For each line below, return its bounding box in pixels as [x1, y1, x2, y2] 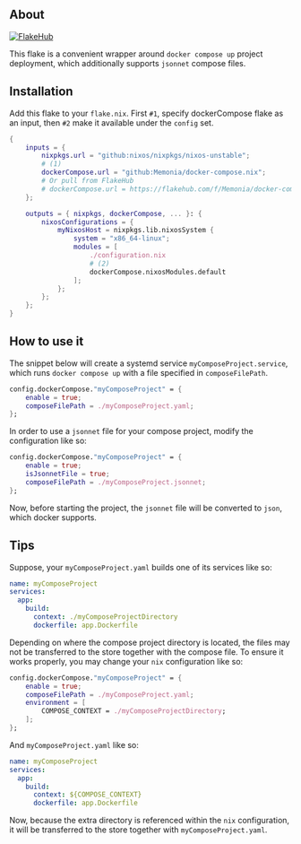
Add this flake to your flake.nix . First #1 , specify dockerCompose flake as [9, 108, 284, 118]
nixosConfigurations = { [41, 217, 134, 227]
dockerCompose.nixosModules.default [89, 267, 227, 276]
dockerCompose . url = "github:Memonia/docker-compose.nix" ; [41, 168, 267, 178]
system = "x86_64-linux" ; [73, 234, 170, 243]
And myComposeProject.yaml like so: [9, 739, 139, 750]
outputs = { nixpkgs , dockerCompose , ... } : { [25, 209, 202, 218]
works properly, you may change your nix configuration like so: [9, 656, 244, 666]
